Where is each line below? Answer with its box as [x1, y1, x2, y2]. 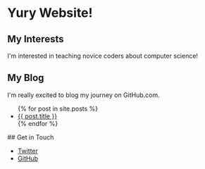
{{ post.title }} [17, 111, 58, 120]
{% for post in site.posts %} [17, 104, 99, 113]
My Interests [7, 33, 64, 45]
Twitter [17, 146, 39, 155]
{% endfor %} [17, 119, 58, 127]
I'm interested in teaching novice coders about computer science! [7, 51, 199, 60]
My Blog [7, 72, 44, 84]
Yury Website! [7, 5, 93, 21]
